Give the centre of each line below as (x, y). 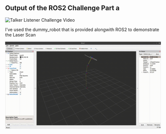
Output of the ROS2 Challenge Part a (62, 8)
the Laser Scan (21, 34)
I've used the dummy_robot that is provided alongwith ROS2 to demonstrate (82, 30)
